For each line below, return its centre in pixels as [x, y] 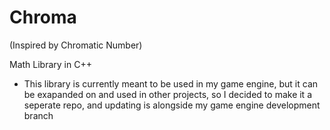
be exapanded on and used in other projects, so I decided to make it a [167, 94]
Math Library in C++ [50, 64]
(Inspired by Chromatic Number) [76, 45]
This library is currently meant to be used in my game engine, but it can [171, 83]
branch [38, 115]
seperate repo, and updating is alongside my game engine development [172, 105]
